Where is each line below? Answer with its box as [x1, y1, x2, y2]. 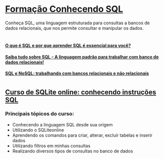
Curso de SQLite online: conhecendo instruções [5, 88, 157, 96]
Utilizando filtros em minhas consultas [12, 143, 91, 149]
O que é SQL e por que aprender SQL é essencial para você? [5, 43, 131, 49]
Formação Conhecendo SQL [5, 3, 123, 15]
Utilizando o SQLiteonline [12, 127, 64, 133]
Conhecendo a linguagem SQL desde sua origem [12, 121, 113, 127]
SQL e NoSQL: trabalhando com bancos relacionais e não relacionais [5, 70, 149, 76]
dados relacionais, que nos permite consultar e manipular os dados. [5, 25, 144, 31]
